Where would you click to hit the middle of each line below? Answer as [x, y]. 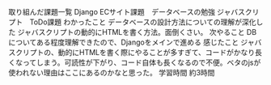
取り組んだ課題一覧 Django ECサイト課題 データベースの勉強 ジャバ [123, 12]
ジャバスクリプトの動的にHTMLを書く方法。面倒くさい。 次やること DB [137, 32]
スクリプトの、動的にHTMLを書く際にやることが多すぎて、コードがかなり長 [135, 52]
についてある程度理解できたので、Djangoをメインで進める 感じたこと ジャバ [135, 42]
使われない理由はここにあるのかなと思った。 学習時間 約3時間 [112, 72]
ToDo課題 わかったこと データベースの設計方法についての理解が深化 [143, 22]
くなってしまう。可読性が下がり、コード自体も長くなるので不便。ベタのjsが [135, 62]
